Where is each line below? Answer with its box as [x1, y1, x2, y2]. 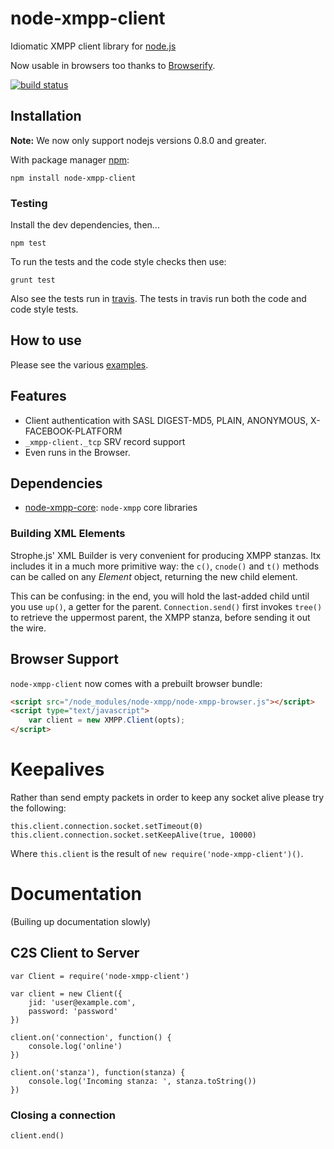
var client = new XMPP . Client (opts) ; [28, 715, 186, 726]
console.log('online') [28, 1041, 123, 1051]
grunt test [10, 275, 56, 286]
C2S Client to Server [10, 945, 140, 962]
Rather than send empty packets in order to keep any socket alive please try [10, 792, 325, 804]
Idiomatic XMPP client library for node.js [10, 40, 177, 52]
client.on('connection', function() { [10, 1032, 172, 1042]
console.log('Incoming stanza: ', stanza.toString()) [28, 1076, 257, 1086]
